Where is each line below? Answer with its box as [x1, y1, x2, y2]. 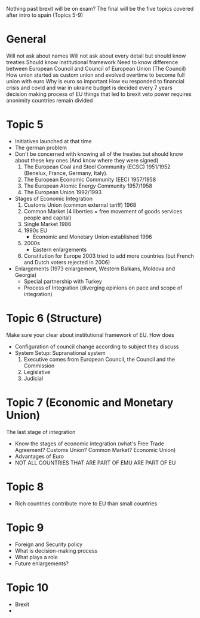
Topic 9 [6, 521, 44, 534]
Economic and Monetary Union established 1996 [32, 233, 152, 240]
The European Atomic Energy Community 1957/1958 [23, 182, 152, 189]
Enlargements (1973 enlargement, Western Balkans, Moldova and [14, 265, 176, 272]
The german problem [14, 144, 67, 151]
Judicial [23, 375, 44, 382]
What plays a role [14, 553, 58, 560]
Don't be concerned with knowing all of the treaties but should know [14, 150, 184, 158]
